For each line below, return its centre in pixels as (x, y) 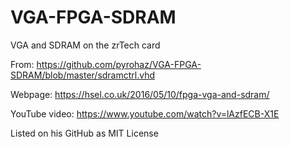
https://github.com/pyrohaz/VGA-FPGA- (119, 64)
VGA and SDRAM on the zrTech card (85, 45)
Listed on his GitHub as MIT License (84, 133)
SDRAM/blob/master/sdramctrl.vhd (83, 75)
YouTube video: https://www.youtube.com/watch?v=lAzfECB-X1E (145, 113)
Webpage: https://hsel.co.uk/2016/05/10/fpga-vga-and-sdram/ (140, 94)
